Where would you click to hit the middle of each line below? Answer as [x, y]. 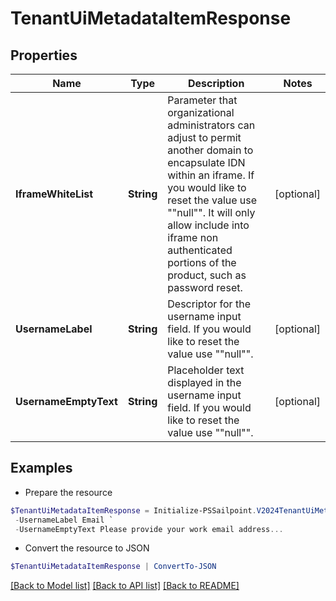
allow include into [208, 225]
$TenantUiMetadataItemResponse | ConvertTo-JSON [113, 567]
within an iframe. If [211, 175]
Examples [41, 468]
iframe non [193, 237]
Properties [44, 55]
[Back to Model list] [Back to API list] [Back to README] [125, 586]
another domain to [210, 150]
